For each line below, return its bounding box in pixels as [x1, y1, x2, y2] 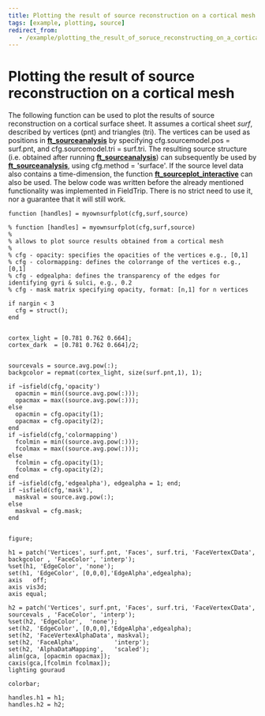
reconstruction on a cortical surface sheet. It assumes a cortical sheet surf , [8, 119, 253, 129]
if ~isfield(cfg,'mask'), [8, 487, 93, 495]
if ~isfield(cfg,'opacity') [8, 382, 101, 391]
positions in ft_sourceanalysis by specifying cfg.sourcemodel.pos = [8, 136, 230, 145]
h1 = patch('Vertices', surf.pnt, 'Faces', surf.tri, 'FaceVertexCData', [8, 548, 256, 557]
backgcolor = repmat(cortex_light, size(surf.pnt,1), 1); [8, 369, 203, 377]
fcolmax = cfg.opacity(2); [15, 465, 104, 474]
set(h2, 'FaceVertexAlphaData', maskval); [8, 631, 150, 640]
